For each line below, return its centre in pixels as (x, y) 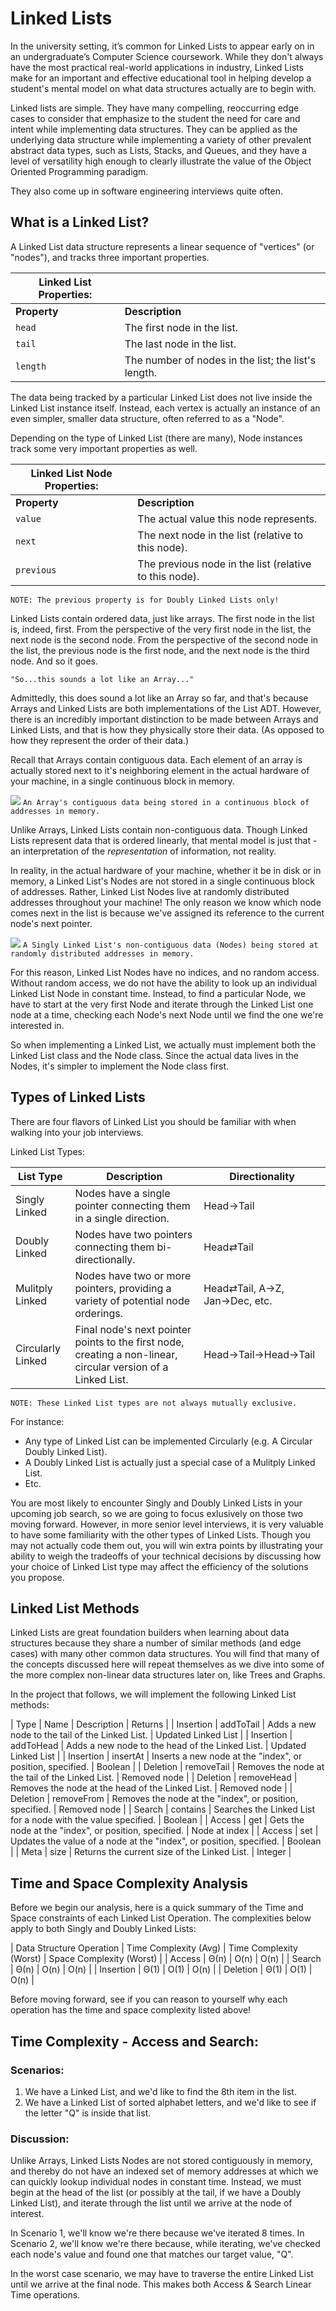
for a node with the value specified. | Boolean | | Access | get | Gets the (157, 1820)
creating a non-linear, (126, 1354)
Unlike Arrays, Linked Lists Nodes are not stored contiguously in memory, (161, 2161)
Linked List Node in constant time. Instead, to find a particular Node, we (158, 993)
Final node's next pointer (133, 1329)
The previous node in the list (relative (224, 564)
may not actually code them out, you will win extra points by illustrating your (167, 1545)
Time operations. (45, 2295)
